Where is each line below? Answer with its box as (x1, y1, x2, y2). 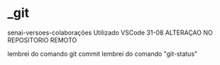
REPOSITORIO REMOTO (7, 35, 77, 44)
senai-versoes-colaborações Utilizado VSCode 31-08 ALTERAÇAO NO (7, 28, 213, 37)
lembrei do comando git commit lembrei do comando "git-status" (7, 49, 198, 58)
